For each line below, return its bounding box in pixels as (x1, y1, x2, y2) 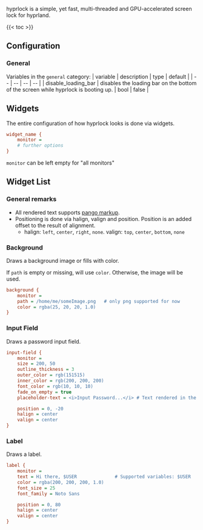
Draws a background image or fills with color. (6, 257, 119, 264)
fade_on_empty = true (17, 389, 72, 395)
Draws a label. (6, 450, 42, 458)
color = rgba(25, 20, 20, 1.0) (17, 304, 96, 310)
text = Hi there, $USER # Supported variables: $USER (17, 474, 191, 480)
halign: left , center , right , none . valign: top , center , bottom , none (24, 228, 185, 236)
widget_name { (6, 131, 42, 137)
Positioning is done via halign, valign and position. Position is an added (15, 215, 192, 222)
